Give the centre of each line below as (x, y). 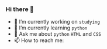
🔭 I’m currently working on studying (57, 22)
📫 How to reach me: (39, 40)
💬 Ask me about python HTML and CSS (58, 34)
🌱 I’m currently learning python (51, 28)
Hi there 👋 (20, 9)
